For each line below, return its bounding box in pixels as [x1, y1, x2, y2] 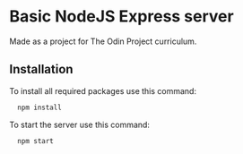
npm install [17, 103, 63, 112]
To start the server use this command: [9, 119, 151, 130]
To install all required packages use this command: [9, 85, 197, 96]
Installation [9, 62, 74, 77]
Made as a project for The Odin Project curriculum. [9, 36, 197, 47]
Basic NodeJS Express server [9, 6, 235, 27]
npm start [17, 136, 54, 145]
